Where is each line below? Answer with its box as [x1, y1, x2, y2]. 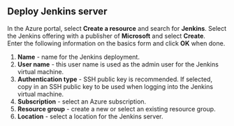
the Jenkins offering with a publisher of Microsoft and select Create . [7, 31, 206, 40]
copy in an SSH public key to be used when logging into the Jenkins [17, 82, 214, 90]
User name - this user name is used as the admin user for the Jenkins [17, 59, 219, 69]
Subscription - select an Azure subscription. [17, 97, 147, 106]
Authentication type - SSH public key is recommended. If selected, [17, 75, 213, 83]
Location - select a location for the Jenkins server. [17, 112, 163, 120]
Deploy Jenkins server [7, 6, 108, 17]
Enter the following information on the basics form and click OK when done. [7, 38, 226, 48]
